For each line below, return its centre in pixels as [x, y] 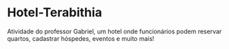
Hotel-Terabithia [55, 13]
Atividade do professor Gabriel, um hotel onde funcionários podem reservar [115, 31]
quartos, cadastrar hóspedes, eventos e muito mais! [81, 38]
